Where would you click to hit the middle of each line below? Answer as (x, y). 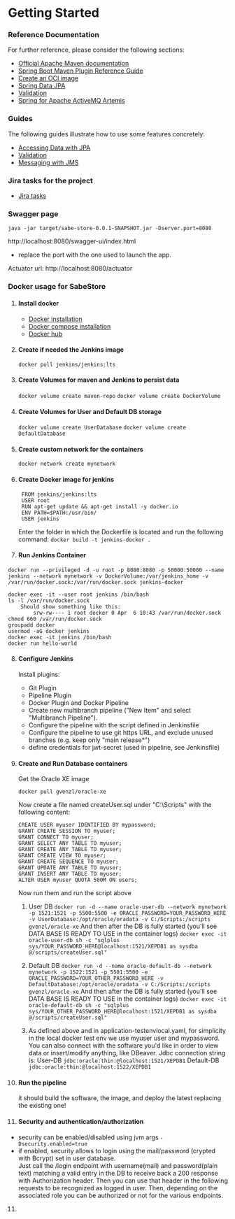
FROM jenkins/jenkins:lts (59, 494)
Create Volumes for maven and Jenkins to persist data (99, 380)
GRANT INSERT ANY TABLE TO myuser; (70, 874)
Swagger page (33, 214)
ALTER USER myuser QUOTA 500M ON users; (78, 880)
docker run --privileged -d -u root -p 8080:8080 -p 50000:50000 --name (116, 570)
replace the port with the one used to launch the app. (95, 255)
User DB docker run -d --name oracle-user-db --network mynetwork (127, 906)
